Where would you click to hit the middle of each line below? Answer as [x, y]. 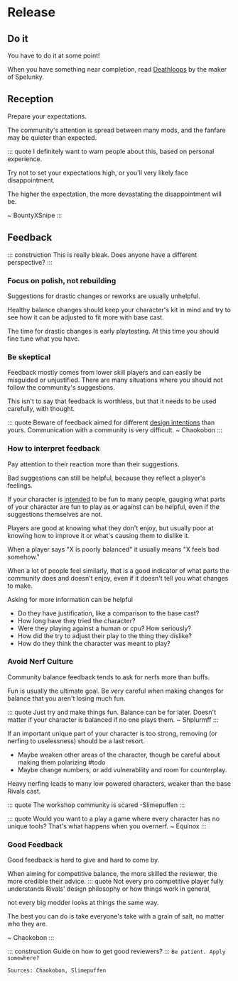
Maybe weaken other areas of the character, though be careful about [119, 755]
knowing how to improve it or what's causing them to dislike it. [99, 535]
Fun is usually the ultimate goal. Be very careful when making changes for [115, 691]
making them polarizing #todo [61, 762]
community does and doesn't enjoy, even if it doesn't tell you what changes [118, 578]
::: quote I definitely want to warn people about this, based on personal [111, 151]
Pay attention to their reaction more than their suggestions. [93, 464]
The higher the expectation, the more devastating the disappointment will [114, 194]
